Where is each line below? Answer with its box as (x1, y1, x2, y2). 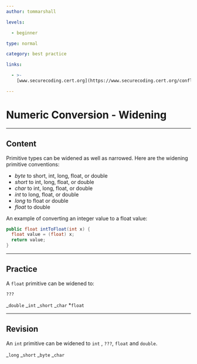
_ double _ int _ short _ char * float (6, 301, 84, 309)
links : (6, 62, 22, 68)
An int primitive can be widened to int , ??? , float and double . (6, 339, 158, 347)
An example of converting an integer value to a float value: (6, 215, 148, 222)
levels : (6, 19, 25, 25)
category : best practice (6, 51, 67, 57)
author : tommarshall (6, 8, 57, 15)
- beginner (11, 30, 38, 36)
